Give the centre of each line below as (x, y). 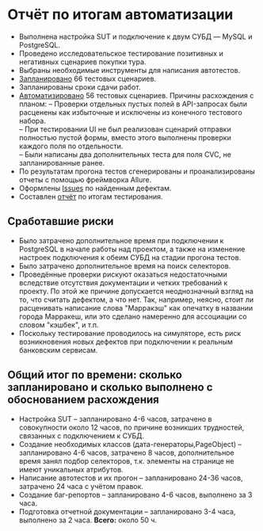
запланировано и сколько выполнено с (110, 387)
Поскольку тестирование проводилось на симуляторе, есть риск (130, 333)
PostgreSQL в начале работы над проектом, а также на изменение (132, 249)
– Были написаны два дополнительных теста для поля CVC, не (125, 154)
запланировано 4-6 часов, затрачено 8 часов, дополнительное (126, 453)
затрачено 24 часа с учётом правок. (81, 486)
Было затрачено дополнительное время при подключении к (121, 240)
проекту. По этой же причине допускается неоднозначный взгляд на (136, 291)
